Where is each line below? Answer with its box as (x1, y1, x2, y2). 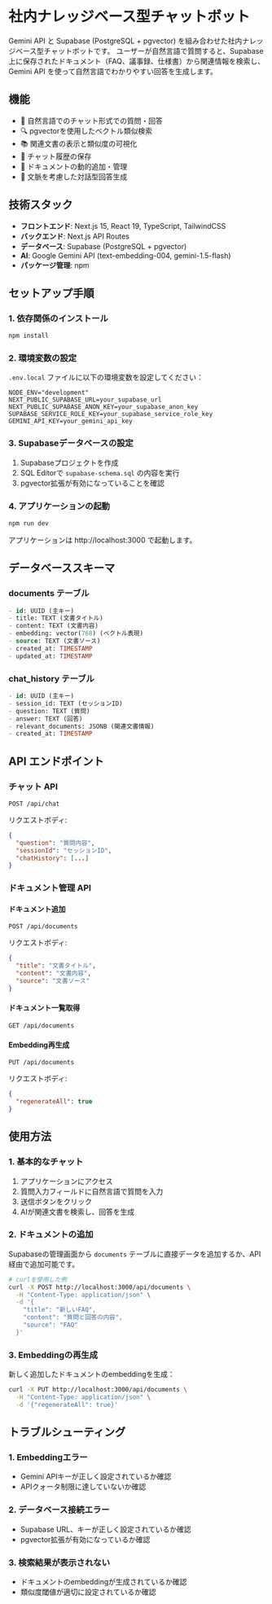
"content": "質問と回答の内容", (23, 1313, 123, 1321)
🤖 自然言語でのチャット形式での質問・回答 (20, 116, 163, 125)
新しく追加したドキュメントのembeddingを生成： (8, 1370, 175, 1379)
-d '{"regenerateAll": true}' (15, 1400, 118, 1409)
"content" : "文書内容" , (15, 970, 92, 978)
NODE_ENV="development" (8, 388, 90, 397)
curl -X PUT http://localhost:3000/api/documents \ (8, 1386, 187, 1394)
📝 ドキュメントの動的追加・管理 (20, 161, 128, 171)
